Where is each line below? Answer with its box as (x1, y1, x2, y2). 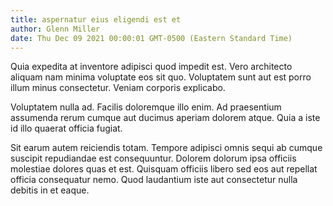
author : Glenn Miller (10, 24, 101, 34)
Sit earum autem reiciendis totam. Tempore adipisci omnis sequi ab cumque (10, 142, 323, 154)
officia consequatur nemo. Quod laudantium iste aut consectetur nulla (10, 174, 298, 186)
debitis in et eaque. (10, 184, 90, 196)
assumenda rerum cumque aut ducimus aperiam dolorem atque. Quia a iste (10, 112, 321, 124)
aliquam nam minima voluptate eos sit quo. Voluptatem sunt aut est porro (10, 71, 312, 83)
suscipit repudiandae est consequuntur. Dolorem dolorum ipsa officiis (10, 152, 297, 165)
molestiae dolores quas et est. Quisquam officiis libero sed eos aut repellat (10, 163, 318, 175)
